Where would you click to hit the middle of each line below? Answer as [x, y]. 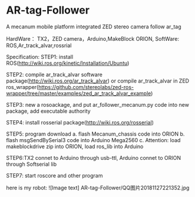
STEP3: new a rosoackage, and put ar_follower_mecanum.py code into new [98, 104]
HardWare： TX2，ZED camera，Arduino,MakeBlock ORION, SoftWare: [93, 38]
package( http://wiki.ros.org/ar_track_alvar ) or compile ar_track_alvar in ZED [98, 81]
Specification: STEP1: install [40, 57]
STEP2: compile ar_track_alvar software [54, 74]
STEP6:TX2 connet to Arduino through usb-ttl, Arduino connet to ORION [94, 157]
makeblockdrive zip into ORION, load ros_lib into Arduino [75, 146]
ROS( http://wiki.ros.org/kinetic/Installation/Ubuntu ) [68, 63]
